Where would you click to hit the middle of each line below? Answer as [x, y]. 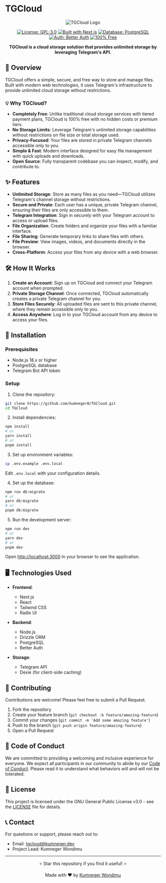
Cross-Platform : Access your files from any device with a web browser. [85, 252]
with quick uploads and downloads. [48, 156]
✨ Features [22, 182]
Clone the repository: [34, 394]
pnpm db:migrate [22, 510]
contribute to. [26, 167]
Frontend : [22, 587]
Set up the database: [34, 483]
